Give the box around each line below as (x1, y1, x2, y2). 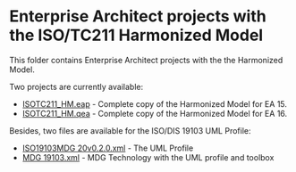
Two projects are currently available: (9, 81, 144, 92)
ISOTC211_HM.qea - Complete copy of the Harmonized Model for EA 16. (21, 108, 288, 119)
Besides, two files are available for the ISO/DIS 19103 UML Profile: (9, 125, 251, 135)
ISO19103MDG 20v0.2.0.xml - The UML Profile (21, 143, 194, 153)
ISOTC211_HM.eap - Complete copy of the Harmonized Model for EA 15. (21, 98, 288, 109)
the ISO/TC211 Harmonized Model (9, 25, 264, 45)
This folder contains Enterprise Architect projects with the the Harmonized (9, 54, 283, 65)
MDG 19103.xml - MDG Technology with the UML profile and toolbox (21, 152, 275, 162)
